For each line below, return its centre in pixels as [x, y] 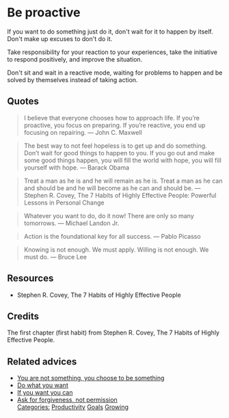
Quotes [23, 102]
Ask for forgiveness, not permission [67, 400]
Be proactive [44, 13]
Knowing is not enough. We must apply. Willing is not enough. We [116, 249]
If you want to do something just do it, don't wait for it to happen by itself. [110, 31]
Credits [23, 316]
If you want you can [45, 393]
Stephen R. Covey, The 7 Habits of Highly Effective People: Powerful [120, 195]
